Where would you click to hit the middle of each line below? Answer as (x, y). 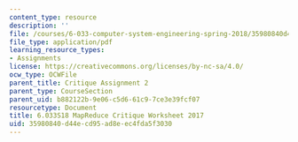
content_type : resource (53, 17)
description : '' (39, 26)
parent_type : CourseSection (61, 91)
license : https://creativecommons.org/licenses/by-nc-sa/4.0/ (126, 67)
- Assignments (35, 58)
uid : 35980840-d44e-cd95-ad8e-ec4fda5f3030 (91, 124)
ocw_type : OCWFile (43, 75)
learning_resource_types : (57, 50)
